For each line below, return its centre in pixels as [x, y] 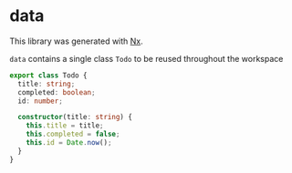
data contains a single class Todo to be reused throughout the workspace [146, 58]
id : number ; [41, 101]
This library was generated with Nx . [76, 41]
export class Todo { [49, 75]
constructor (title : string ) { [75, 117]
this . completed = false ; [73, 134]
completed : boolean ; [57, 92]
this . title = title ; [65, 126]
